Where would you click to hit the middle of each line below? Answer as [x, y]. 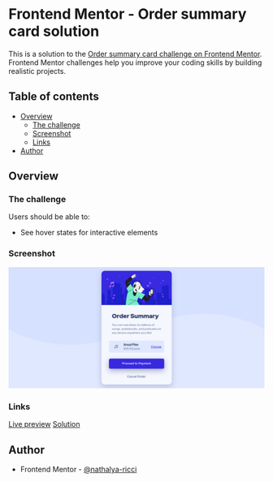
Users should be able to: [50, 217]
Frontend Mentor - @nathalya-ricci [78, 469]
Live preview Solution [44, 424]
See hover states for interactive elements [89, 233]
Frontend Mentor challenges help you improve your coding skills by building [135, 62]
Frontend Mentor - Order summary [128, 14]
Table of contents [54, 97]
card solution [54, 31]
